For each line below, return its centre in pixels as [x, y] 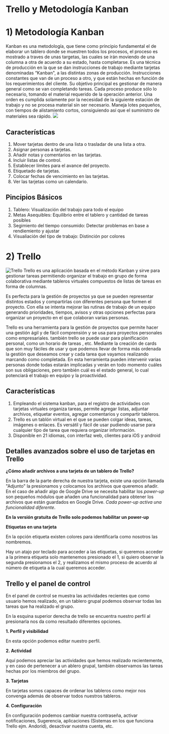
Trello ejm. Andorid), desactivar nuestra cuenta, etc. [60, 726]
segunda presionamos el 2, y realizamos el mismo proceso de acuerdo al [81, 563]
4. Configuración [24, 706]
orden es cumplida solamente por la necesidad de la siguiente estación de [83, 100]
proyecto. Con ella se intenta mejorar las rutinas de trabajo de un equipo [80, 307]
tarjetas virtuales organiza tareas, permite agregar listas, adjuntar [81, 409]
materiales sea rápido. [29, 116]
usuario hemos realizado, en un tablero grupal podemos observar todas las [83, 601]
